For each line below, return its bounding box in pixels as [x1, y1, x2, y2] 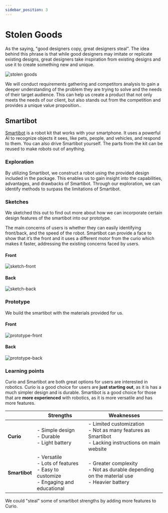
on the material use [88, 472, 133, 479]
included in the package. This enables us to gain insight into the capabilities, [5, 175, 162, 181]
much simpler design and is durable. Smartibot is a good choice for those [5, 389, 156, 396]
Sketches [5, 198, 29, 205]
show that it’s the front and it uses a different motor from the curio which [5, 235, 154, 241]
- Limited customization [88, 420, 145, 427]
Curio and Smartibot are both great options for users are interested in [5, 379, 148, 385]
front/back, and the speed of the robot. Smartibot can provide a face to [5, 230, 152, 236]
